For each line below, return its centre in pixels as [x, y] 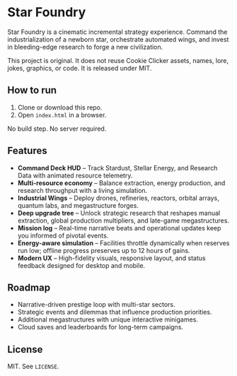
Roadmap [29, 287]
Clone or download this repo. [60, 107]
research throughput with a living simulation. [82, 190]
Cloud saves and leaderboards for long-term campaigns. [100, 327]
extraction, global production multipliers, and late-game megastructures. [123, 221]
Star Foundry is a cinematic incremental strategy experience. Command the [117, 32]
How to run [32, 90]
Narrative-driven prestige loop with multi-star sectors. [96, 305]
